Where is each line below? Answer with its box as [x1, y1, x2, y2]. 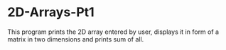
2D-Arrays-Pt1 [7, 4, 95, 20]
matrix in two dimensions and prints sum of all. [7, 35, 144, 43]
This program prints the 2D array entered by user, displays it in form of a [7, 27, 219, 36]
